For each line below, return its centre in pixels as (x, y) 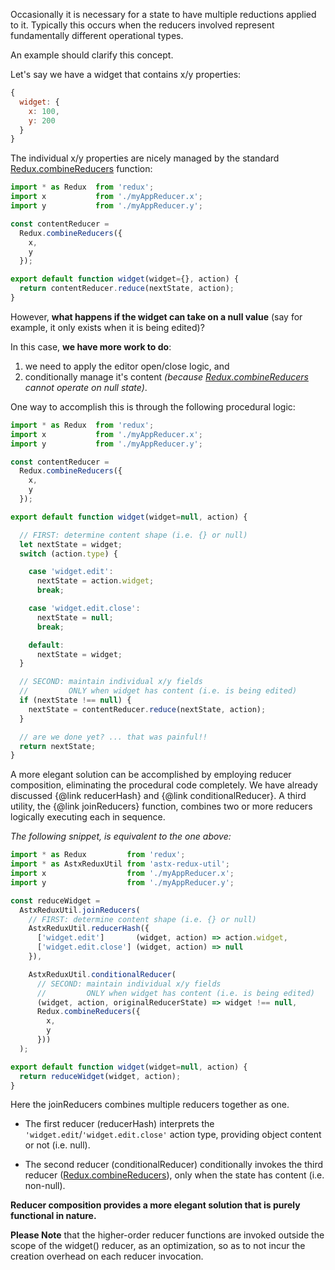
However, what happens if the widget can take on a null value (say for (156, 316)
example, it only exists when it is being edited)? (107, 327)
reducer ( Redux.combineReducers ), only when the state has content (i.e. (174, 1175)
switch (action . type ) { (68, 554)
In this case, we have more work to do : (91, 346)
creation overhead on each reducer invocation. (107, 1256)
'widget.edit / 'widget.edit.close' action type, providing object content (173, 1135)
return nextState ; (58, 746)
